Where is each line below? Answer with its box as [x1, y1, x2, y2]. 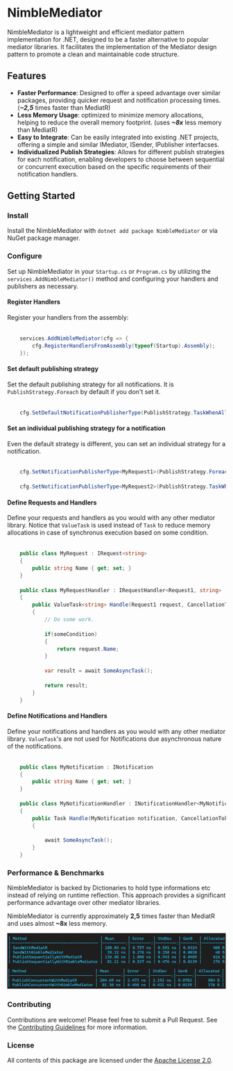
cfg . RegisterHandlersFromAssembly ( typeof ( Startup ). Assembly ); [32, 342, 216, 349]
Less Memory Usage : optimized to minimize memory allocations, [17, 111, 204, 119]
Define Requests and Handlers [7, 498, 97, 507]
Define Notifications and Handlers [7, 712, 107, 720]
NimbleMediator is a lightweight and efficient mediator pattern [7, 28, 185, 36]
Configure [7, 252, 42, 261]
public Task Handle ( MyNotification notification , [32, 815, 178, 821]
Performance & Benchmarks [7, 867, 105, 877]
